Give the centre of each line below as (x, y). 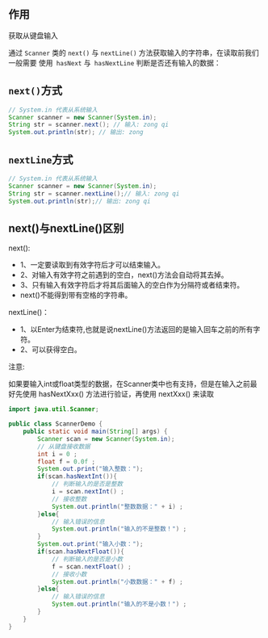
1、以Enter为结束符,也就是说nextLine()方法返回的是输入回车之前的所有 (136, 329)
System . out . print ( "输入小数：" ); (90, 544)
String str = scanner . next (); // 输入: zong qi (89, 125)
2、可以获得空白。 (51, 350)
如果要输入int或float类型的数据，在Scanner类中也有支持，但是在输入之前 (129, 384)
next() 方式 (36, 91)
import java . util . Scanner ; (54, 409)
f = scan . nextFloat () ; (91, 567)
